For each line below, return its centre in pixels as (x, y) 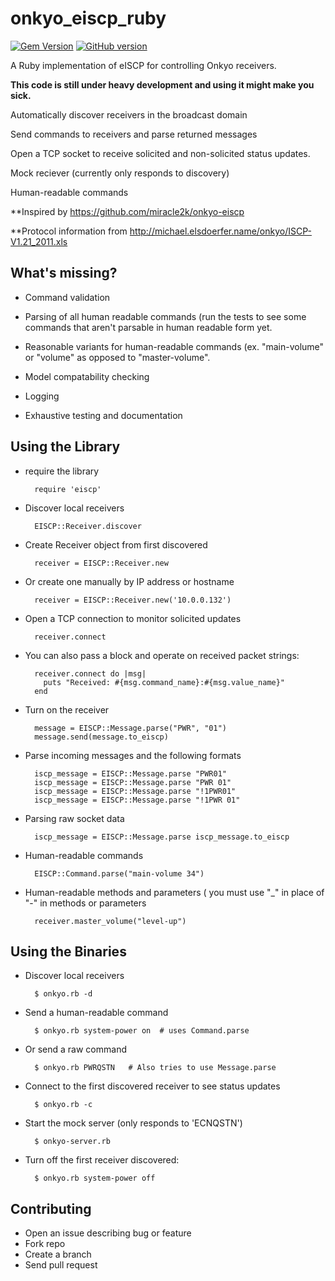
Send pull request (61, 1265)
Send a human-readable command (96, 1013)
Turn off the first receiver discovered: (102, 1160)
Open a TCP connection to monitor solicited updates (133, 618)
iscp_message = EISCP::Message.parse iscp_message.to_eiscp (162, 837)
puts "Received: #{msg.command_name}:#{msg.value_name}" (164, 682)
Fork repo (45, 1244)
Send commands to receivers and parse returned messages (134, 134)
